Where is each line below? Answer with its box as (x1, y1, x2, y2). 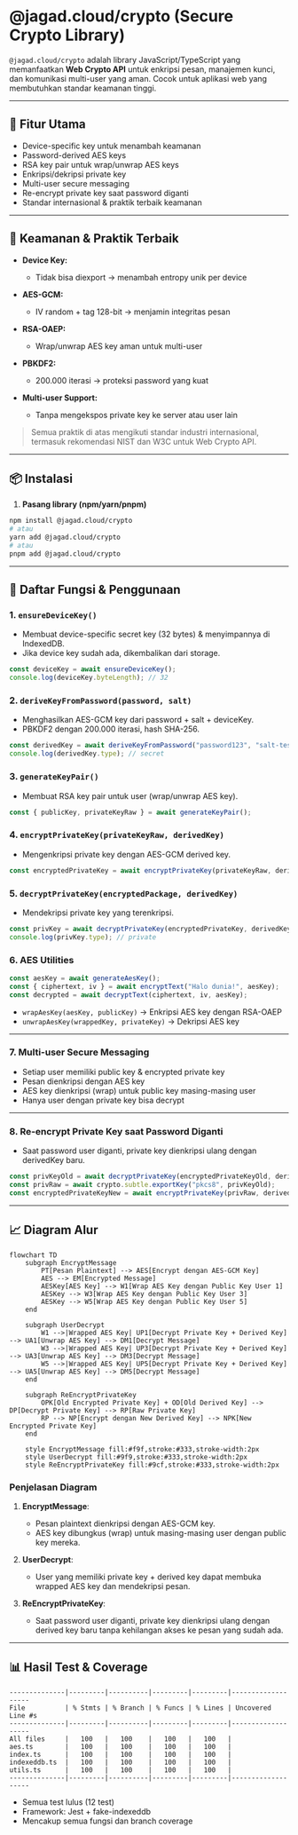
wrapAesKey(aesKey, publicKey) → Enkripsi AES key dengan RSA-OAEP (21, 1006, 282, 1017)
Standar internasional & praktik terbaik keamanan (21, 197, 202, 208)
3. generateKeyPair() (9, 771, 99, 783)
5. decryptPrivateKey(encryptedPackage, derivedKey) (9, 887, 239, 899)
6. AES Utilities (9, 953, 74, 966)
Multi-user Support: (21, 392, 98, 403)
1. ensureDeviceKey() (9, 609, 98, 621)
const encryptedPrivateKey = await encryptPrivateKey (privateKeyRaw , (9, 866, 272, 875)
